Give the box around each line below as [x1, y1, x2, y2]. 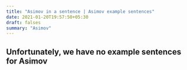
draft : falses [6, 19, 41, 25]
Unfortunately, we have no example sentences [6, 46, 182, 56]
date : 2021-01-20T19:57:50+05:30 [6, 14, 89, 20]
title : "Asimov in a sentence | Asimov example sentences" [6, 8, 155, 15]
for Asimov [6, 56, 48, 66]
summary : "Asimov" [6, 25, 51, 31]
